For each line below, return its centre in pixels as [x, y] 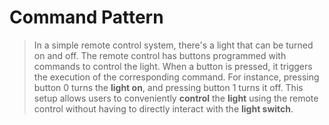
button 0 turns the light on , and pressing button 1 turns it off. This [168, 87]
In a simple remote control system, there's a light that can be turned [173, 45]
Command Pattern [86, 17]
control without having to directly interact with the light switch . [163, 108]
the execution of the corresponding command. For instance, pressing [176, 77]
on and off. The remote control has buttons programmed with [160, 55]
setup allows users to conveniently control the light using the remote [176, 98]
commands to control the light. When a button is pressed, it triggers [173, 66]
